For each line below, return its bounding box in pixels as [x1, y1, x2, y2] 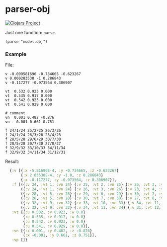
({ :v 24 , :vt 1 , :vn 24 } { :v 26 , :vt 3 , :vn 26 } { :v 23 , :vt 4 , [20, 186, 157, 192]
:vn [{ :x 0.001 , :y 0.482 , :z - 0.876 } [11, 228, 92, 233]
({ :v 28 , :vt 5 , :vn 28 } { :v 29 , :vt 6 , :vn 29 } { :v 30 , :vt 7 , [20, 191, 157, 196]
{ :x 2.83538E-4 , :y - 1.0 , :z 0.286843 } [20, 173, 103, 178]
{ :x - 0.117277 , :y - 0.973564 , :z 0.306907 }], [20, 177, 117, 182]
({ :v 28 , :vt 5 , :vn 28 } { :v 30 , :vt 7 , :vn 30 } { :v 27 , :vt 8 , [20, 196, 157, 201]
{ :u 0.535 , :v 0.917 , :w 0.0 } [23, 214, 85, 219]
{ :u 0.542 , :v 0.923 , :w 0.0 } [23, 219, 85, 224]
